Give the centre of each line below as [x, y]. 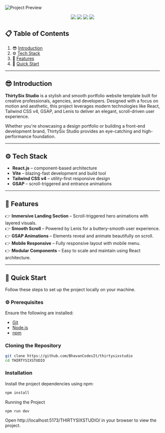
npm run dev [17, 411]
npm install [17, 393]
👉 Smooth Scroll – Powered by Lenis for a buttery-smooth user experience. [82, 229]
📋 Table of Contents [37, 34]
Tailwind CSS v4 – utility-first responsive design [61, 179]
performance [18, 136]
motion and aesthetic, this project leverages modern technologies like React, [82, 106]
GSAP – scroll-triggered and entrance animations [62, 184]
